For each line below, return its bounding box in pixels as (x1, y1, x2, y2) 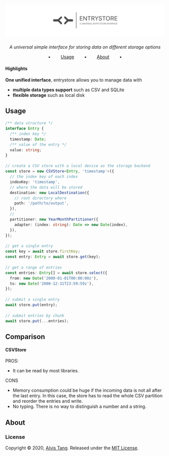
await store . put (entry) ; (5, 302, 58, 308)
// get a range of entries (5, 265, 62, 270)
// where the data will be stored (10, 184, 82, 190)
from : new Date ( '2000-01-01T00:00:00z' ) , (10, 276, 99, 281)
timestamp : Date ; (10, 136, 47, 142)
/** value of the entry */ (10, 142, 67, 147)
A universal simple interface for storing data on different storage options (9, 44, 161, 50)
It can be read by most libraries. (12, 368, 79, 374)
